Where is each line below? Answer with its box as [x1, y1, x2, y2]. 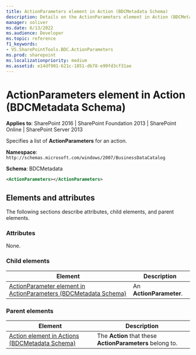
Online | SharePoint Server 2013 [6, 126, 83, 133]
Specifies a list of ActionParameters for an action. [6, 137, 127, 144]
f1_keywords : [6, 42, 38, 47]
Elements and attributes [6, 192, 95, 202]
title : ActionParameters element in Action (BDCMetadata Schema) [6, 8, 168, 15]
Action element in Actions [9, 332, 79, 340]
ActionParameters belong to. [97, 339, 178, 347]
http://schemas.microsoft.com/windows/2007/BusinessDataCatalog [6, 155, 166, 161]
